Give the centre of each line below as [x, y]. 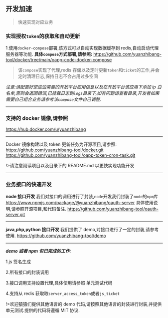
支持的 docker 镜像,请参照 [37, 118]
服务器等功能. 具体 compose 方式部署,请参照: [49, 54]
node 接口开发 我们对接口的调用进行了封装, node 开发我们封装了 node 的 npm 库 [82, 196]
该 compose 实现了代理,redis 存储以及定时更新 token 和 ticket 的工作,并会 [89, 70]
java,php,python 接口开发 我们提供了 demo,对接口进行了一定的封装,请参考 [82, 229]
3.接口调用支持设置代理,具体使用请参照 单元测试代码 [59, 283]
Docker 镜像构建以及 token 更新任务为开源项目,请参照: [61, 144]
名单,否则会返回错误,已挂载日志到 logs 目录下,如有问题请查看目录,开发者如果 [83, 93]
